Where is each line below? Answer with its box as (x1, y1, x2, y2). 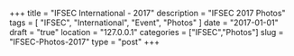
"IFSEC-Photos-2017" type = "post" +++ (9, 36, 161, 47)
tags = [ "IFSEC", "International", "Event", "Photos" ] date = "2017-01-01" (9, 17, 280, 28)
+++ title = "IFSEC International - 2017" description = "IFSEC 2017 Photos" (9, 8, 286, 18)
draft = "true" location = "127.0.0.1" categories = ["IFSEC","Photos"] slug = (9, 27, 284, 37)
